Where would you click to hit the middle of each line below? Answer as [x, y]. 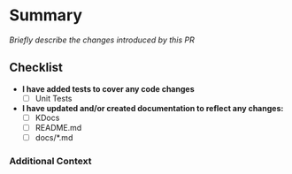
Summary [46, 15]
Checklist [36, 68]
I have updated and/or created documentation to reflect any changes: [153, 108]
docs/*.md [54, 137]
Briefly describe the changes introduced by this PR [102, 40]
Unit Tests [54, 98]
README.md [58, 127]
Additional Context [50, 161]
